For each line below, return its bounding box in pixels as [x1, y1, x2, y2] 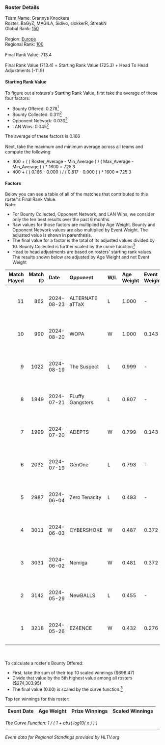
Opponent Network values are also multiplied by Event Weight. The [12, 227, 148, 233]
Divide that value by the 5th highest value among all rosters [12, 675, 133, 681]
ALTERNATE [69, 295, 98, 301]
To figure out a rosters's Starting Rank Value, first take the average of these [5, 90, 158, 96]
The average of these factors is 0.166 [5, 133, 81, 139]
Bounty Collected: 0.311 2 [12, 111, 62, 117]
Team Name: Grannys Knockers [5, 15, 70, 21]
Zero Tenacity [69, 494, 102, 501]
